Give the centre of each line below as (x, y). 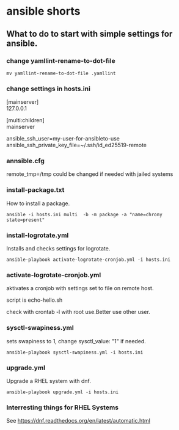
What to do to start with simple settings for (89, 34)
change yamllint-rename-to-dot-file (61, 60)
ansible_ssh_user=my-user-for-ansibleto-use (63, 139)
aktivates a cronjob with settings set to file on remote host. (80, 288)
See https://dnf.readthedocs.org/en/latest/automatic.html (79, 421)
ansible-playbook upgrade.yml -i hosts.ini (63, 392)
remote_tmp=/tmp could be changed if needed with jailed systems (90, 174)
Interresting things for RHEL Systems (63, 407)
